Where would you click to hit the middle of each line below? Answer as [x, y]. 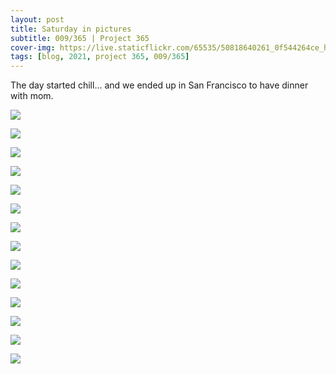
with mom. [32, 96]
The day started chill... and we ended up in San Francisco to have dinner [159, 85]
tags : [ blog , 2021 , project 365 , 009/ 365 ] [100, 57]
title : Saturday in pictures [71, 29]
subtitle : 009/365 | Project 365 [80, 38]
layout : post [37, 19]
